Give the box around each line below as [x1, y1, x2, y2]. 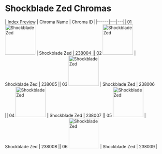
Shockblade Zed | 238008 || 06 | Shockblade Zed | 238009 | [5, 143, 158, 149]
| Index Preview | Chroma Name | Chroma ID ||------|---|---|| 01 [5, 19, 132, 25]
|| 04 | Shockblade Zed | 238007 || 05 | [5, 112, 146, 118]
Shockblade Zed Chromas [5, 3, 112, 14]
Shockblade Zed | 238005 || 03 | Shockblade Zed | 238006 [5, 81, 155, 87]
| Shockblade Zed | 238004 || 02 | [36, 50, 136, 56]
